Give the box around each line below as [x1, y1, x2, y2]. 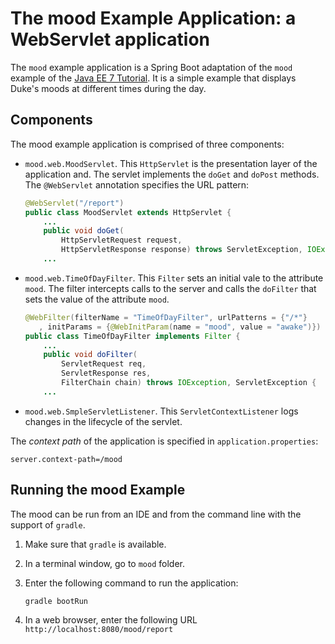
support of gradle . [10, 518, 86, 531]
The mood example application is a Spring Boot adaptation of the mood [10, 61, 293, 73]
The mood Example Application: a [10, 7, 297, 30]
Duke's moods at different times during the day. [10, 82, 207, 94]
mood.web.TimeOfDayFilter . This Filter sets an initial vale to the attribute [24, 272, 324, 284]
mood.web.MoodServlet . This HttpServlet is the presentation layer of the [24, 157, 318, 169]
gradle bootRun [24, 596, 89, 606]
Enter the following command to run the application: [24, 577, 239, 589]
